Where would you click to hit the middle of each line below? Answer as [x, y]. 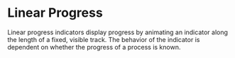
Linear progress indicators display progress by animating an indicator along [118, 32]
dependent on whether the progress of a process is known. [94, 47]
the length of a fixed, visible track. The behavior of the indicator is [104, 39]
